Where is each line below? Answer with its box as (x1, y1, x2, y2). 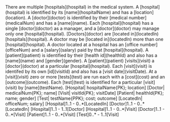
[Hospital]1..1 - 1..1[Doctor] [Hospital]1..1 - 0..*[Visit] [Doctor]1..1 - (30, 106, 165, 112)
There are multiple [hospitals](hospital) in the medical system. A (5, 4, 139, 10)
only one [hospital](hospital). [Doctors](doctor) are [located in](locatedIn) (5, 31, 159, 36)
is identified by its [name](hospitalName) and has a (26, 9, 133, 15)
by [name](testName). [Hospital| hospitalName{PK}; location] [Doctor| (18, 85, 165, 91)
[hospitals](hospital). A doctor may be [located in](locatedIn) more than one (5, 36, 164, 42)
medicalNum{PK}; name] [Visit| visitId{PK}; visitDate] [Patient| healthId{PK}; (5, 90, 164, 96)
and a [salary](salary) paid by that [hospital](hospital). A (31, 47, 149, 53)
